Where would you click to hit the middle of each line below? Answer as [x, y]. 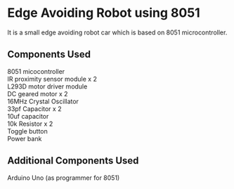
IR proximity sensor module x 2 [52, 79]
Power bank [25, 138]
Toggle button [27, 131]
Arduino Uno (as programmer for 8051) [64, 178]
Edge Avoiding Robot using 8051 [104, 13]
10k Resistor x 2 [30, 124]
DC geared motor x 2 [38, 93]
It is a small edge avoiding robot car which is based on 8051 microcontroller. [117, 32]
